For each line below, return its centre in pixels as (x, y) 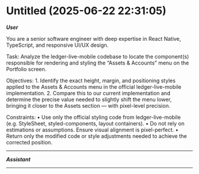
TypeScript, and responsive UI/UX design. (57, 45)
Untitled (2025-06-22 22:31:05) (86, 11)
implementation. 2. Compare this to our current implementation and (88, 93)
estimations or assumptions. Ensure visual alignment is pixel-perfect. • (92, 130)
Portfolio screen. (26, 69)
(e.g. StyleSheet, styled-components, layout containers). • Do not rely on (95, 123)
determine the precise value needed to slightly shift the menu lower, (89, 99)
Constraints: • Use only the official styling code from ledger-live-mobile (94, 117)
